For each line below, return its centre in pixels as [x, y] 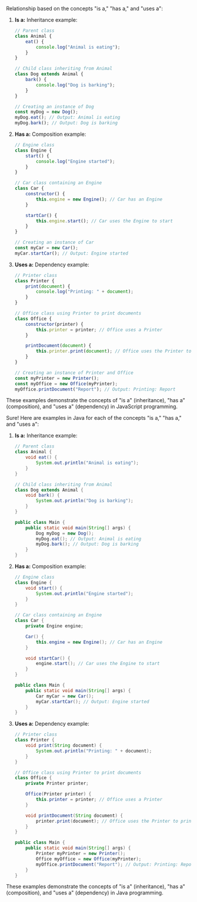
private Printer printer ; [57, 784]
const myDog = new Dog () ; [46, 112]
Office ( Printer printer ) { [59, 794]
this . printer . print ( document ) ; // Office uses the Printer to [114, 351]
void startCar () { [48, 658]
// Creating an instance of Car [54, 243]
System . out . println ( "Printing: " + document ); [94, 751]
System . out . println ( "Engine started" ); [85, 593]
